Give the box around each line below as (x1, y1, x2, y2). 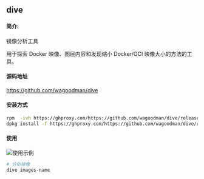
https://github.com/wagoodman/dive (6, 86, 98, 93)
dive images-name (6, 167, 50, 173)
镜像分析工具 (6, 37, 38, 44)
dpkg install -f (6, 121, 47, 127)
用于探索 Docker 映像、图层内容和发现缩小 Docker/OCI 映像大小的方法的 (6, 50, 187, 57)
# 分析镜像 (6, 161, 30, 167)
